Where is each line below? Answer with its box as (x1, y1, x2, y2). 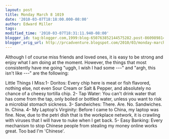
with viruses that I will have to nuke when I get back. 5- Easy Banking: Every (5, 117, 163, 123)
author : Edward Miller (5, 21, 53, 27)
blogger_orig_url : (5, 40, 44, 45)
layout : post (5, 7, 33, 13)
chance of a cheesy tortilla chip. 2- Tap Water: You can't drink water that (5, 90, 156, 96)
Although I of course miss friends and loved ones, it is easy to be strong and (5, 54, 163, 60)
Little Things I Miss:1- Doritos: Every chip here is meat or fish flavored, (5, 80, 151, 86)
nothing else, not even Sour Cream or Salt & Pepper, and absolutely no (5, 85, 151, 91)
